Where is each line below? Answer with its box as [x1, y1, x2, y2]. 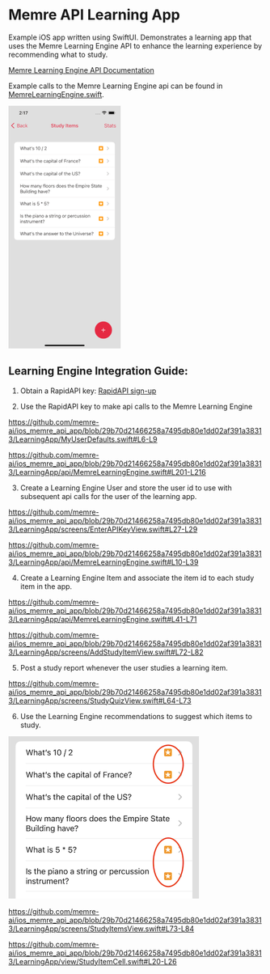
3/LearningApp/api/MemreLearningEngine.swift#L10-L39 [8, 557, 199, 567]
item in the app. [19, 581, 73, 591]
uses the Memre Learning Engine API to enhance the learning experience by [8, 40, 263, 50]
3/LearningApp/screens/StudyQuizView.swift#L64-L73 [8, 696, 192, 705]
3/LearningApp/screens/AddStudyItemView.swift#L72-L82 [8, 647, 204, 657]
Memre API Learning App [8, 6, 180, 24]
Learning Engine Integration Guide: [8, 364, 188, 378]
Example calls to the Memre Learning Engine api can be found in [8, 81, 223, 91]
